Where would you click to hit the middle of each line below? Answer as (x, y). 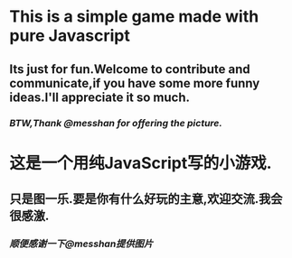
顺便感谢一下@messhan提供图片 (81, 244)
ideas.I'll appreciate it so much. (100, 97)
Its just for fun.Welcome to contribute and (130, 69)
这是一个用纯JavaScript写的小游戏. (141, 163)
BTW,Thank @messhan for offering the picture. (116, 123)
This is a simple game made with (134, 17)
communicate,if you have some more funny (135, 83)
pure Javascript (70, 36)
